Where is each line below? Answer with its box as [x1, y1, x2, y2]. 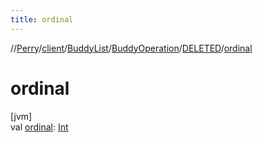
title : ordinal [10, 14, 74, 25]
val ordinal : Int [10, 121, 69, 133]
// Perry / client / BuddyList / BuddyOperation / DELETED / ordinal [10, 42, 253, 54]
